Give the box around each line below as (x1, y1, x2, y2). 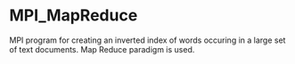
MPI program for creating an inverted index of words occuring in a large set (9, 35, 286, 45)
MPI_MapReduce (9, 5, 138, 26)
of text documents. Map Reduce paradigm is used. (9, 44, 195, 54)
